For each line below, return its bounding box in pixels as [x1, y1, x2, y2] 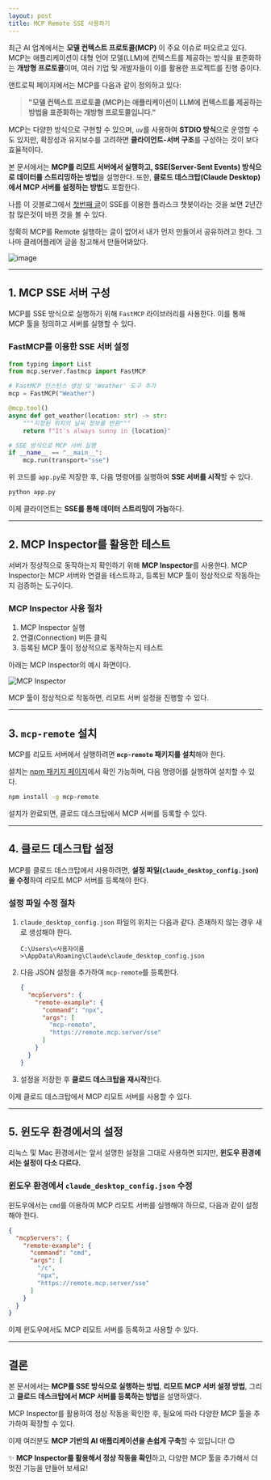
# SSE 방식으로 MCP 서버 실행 [8, 442, 97, 450]
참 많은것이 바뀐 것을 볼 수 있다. [8, 209, 107, 219]
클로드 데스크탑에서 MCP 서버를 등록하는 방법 [16, 1392, 159, 1402]
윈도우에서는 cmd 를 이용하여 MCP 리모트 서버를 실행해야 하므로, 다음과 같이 [8, 1200, 244, 1210]
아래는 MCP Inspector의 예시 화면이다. [8, 660, 131, 670]
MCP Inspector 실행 [19, 623, 85, 632]
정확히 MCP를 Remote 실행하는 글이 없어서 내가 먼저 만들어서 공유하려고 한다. [8, 226, 254, 236]
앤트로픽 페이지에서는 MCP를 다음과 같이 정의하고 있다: [8, 80, 181, 90]
